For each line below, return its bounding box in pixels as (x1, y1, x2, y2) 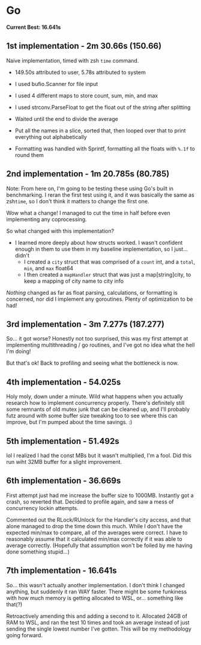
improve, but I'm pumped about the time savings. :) (6, 419, 133, 426)
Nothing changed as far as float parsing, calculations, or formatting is (6, 289, 178, 296)
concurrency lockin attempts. (6, 504, 79, 511)
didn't (14, 252, 30, 259)
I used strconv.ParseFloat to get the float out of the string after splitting (14, 103, 191, 111)
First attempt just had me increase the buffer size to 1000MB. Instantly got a (6, 492, 194, 499)
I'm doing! (6, 348, 31, 355)
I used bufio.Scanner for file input (14, 80, 98, 87)
